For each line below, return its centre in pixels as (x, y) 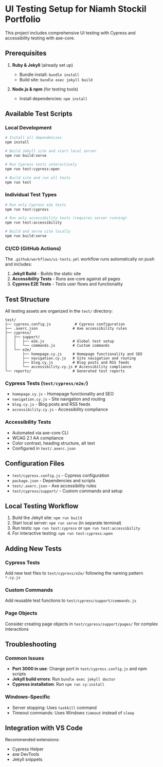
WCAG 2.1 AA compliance (38, 438)
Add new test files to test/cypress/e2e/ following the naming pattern (74, 573)
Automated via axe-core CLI (40, 432)
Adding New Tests (33, 549)
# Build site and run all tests (38, 178)
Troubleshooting (31, 644)
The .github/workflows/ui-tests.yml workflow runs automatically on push (80, 259)
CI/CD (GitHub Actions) (33, 248)
